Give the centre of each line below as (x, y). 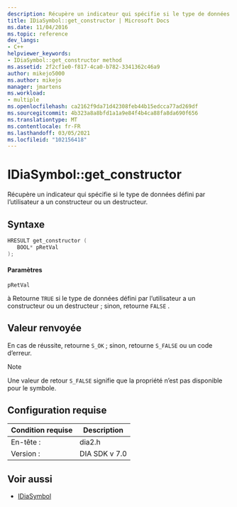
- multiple (23, 100)
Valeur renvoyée (44, 328)
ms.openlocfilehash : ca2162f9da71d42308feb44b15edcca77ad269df (103, 107)
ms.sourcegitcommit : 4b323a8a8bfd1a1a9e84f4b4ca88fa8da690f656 (103, 113)
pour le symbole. (32, 388)
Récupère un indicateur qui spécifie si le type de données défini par (106, 194)
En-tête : (26, 442)
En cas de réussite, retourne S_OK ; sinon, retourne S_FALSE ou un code (110, 345)
